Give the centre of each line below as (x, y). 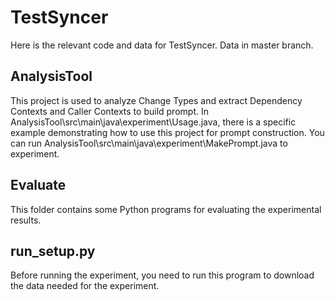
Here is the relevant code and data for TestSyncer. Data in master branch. (162, 45)
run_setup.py (53, 251)
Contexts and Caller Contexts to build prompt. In (109, 111)
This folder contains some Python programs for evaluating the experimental (166, 209)
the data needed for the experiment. (85, 286)
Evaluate (38, 185)
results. (26, 220)
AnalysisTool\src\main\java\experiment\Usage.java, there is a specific (153, 122)
